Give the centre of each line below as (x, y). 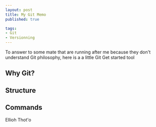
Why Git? (20, 73)
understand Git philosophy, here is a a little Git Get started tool (70, 57)
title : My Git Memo (26, 15)
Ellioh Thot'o (18, 119)
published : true (22, 19)
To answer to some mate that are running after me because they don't (78, 52)
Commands (24, 108)
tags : (11, 28)
